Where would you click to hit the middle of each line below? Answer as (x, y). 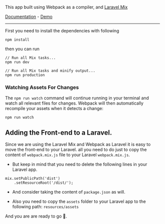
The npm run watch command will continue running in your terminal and (77, 98)
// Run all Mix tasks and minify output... (50, 71)
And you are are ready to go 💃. (36, 216)
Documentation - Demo (29, 16)
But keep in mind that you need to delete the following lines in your (80, 165)
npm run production (25, 75)
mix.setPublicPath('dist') (33, 179)
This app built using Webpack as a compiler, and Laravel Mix (66, 7)
